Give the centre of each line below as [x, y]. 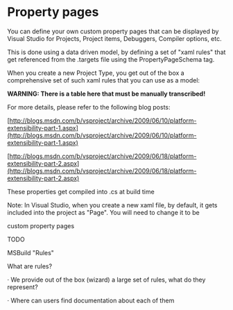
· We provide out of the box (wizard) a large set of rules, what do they [106, 279]
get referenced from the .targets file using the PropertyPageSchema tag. [111, 59]
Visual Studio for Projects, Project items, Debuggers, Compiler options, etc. [114, 38]
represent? [23, 287]
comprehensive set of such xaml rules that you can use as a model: [103, 80]
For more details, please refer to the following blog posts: [89, 107]
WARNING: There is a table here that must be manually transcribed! [106, 94]
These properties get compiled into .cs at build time [81, 191]
